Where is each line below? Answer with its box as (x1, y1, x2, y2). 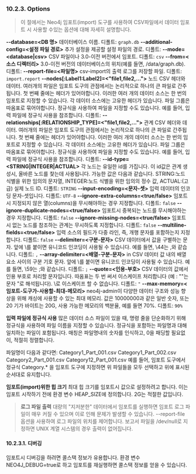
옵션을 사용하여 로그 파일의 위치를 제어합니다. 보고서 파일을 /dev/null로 (20, 418, 183, 425)
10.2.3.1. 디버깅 (6, 439, 42, 446)
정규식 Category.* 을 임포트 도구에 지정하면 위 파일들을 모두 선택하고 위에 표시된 (6, 364, 190, 371)
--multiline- (157, 221, 187, 229)
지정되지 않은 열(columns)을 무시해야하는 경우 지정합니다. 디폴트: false (12, 200, 176, 207)
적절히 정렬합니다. (13, 336, 54, 344)
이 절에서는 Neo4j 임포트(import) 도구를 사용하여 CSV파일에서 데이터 (20, 19, 180, 26)
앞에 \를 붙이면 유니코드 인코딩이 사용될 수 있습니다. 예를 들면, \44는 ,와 (13, 244, 177, 251)
